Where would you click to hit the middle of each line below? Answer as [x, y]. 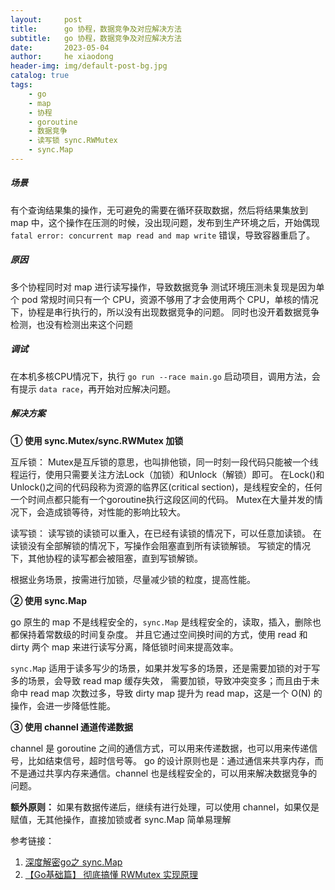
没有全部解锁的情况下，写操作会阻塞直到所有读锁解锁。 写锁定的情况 [169, 545]
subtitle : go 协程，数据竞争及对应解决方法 [96, 38]
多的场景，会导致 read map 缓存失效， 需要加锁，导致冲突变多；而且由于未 [165, 680]
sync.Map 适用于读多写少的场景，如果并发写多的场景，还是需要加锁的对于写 [165, 668]
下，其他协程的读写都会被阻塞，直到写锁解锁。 [106, 558]
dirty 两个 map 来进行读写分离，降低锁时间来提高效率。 [124, 647]
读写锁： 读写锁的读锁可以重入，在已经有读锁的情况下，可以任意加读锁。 [160, 533]
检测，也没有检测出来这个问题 [71, 324]
